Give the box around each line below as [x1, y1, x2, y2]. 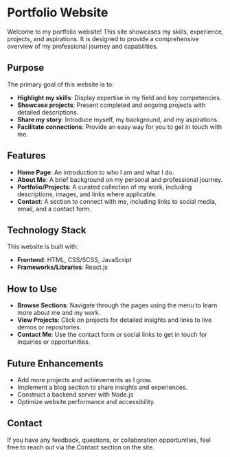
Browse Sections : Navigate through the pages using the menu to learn [16, 301, 218, 309]
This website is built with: [7, 242, 79, 251]
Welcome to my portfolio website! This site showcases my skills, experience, [7, 27, 224, 36]
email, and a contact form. [16, 204, 91, 213]
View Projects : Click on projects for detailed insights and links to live [16, 316, 212, 324]
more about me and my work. [16, 309, 101, 317]
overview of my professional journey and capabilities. [7, 42, 159, 50]
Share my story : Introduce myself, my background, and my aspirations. [16, 115, 219, 124]
